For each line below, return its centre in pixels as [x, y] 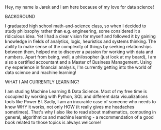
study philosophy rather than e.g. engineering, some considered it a [73, 31]
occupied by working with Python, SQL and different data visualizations [76, 96]
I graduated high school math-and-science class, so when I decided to [76, 26]
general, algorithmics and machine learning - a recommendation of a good [79, 117]
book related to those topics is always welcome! [53, 122]
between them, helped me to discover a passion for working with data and [79, 52]
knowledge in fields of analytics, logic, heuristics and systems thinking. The [80, 41]
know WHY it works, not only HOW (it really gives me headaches [70, 107]
